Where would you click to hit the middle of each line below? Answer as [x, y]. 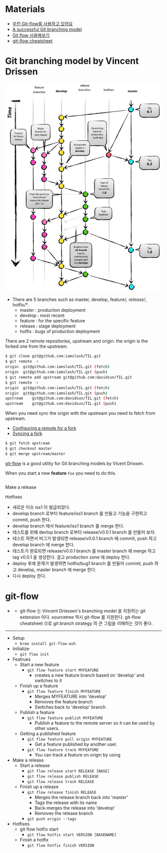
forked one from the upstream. [37, 346]
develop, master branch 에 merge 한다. [57, 569]
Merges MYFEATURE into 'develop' [71, 696]
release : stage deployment [48, 326]
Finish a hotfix [34, 840]
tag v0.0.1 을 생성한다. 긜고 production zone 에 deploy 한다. [71, 557]
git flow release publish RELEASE [63, 776]
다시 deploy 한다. [29, 576]
